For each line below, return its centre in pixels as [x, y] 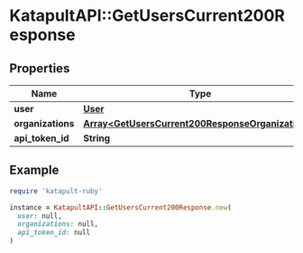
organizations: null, [58, 224]
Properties [40, 68]
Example [34, 170]
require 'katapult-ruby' [56, 191]
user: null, [40, 216]
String [97, 138]
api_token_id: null [54, 233]
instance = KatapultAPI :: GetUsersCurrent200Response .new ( [120, 207]
